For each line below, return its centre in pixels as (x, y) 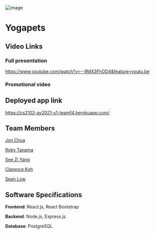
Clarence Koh (19, 169)
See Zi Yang (17, 159)
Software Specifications (44, 195)
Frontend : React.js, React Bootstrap (42, 207)
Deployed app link (34, 101)
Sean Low (15, 179)
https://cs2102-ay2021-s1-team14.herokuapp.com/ (57, 112)
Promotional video (28, 84)
